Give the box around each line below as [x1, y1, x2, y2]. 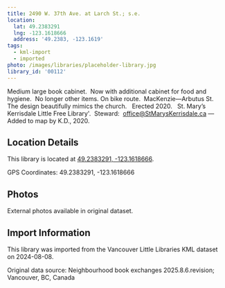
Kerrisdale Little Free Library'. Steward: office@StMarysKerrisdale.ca [7, 109, 207, 118]
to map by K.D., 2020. [27, 116, 90, 125]
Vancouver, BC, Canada [7, 273, 75, 281]
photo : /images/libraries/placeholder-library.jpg [7, 62, 156, 69]
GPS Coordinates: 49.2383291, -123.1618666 [7, 168, 135, 177]
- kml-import [13, 49, 51, 56]
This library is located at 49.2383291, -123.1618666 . [7, 155, 154, 163]
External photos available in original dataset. [7, 207, 134, 215]
